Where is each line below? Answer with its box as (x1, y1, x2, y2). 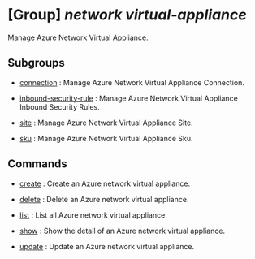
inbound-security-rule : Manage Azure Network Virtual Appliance (19, 93, 239, 103)
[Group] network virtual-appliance (7, 6, 247, 24)
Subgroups (7, 56, 66, 70)
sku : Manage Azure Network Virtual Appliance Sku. (19, 133, 193, 143)
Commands (7, 157, 68, 171)
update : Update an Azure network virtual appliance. (19, 241, 195, 251)
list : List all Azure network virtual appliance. (19, 209, 167, 220)
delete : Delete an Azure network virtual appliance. (19, 194, 189, 204)
